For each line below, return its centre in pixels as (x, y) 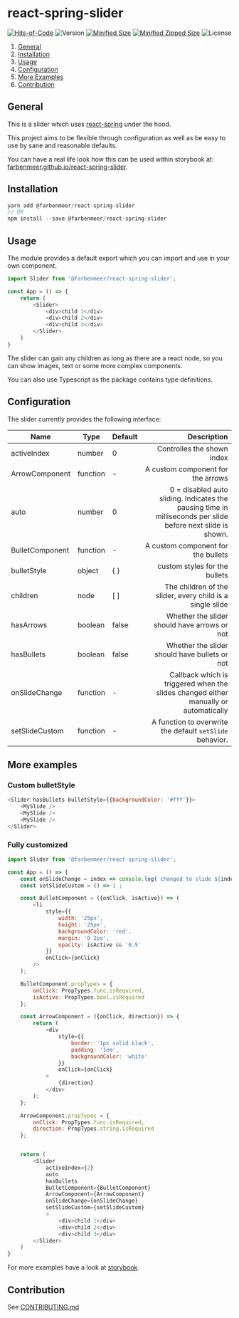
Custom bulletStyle (42, 785)
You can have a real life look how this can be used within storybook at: (111, 159)
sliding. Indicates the (193, 498)
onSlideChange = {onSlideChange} (92, 1201)
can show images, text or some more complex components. (95, 365)
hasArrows (29, 624)
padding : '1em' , (95, 1050)
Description (208, 436)
